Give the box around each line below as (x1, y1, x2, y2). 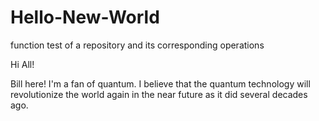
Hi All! (10, 58, 35, 70)
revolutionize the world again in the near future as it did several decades (10, 88, 308, 100)
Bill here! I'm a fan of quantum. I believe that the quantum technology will (10, 77, 311, 90)
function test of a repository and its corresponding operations (10, 39, 265, 51)
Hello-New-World (10, 6, 160, 29)
